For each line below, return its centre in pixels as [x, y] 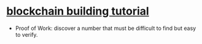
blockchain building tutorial [78, 11]
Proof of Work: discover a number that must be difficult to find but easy [106, 28]
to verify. [26, 34]
